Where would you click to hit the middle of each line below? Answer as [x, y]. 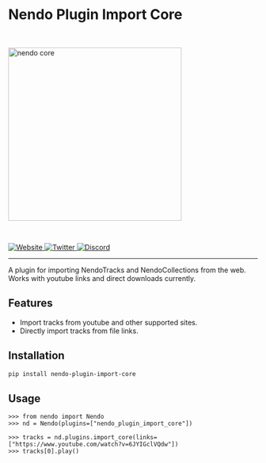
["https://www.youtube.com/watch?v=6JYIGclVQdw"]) [93, 445]
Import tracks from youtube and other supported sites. [108, 322]
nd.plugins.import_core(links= [106, 438]
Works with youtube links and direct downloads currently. [102, 278]
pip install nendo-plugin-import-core [72, 374]
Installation [36, 356]
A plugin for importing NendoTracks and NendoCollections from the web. [127, 270]
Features [30, 304]
